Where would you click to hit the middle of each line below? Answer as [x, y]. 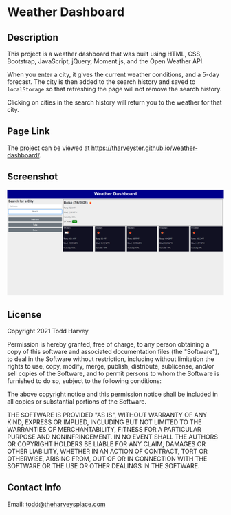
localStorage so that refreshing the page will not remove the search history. [114, 89]
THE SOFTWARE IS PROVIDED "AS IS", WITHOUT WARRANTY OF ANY [107, 415]
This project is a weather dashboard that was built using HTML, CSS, [105, 54]
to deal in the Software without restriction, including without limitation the [111, 359]
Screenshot [33, 177]
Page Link [29, 131]
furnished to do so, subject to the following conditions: [84, 381]
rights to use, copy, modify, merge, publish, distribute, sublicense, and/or [111, 366]
